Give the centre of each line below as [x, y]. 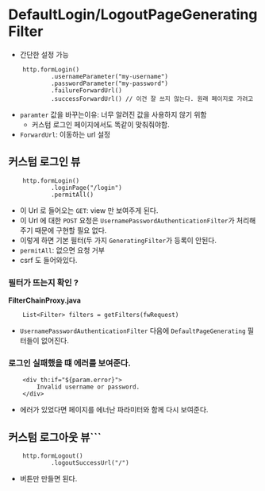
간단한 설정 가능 [44, 54]
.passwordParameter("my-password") [109, 83]
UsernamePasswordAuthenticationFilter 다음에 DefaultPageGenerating [132, 331]
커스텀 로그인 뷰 [44, 162]
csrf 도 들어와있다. [48, 260]
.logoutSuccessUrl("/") [90, 463]
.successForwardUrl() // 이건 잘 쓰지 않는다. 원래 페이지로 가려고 [152, 99]
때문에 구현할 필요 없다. [71, 230]
